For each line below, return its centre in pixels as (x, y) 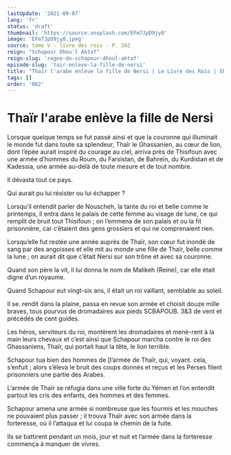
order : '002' (26, 84)
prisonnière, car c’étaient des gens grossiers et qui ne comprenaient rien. (111, 229)
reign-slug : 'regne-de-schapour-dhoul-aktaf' (73, 59)
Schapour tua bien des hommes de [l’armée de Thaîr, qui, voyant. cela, (107, 360)
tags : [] (20, 78)
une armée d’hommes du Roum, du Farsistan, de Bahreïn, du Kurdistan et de (115, 159)
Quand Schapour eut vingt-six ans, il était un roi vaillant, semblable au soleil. (115, 291)
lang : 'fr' (23, 20)
